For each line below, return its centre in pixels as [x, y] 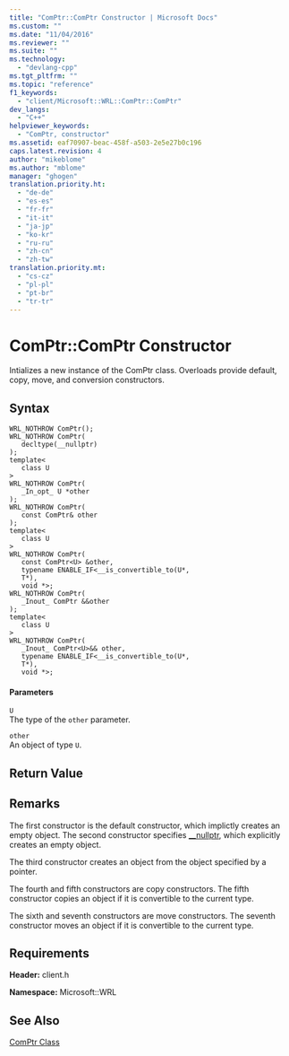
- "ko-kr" [35, 234]
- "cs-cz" [35, 276]
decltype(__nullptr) [59, 445]
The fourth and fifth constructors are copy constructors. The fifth [129, 888]
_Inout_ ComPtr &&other [65, 602]
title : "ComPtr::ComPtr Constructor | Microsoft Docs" [114, 17]
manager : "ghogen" [43, 176]
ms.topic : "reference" [51, 84]
